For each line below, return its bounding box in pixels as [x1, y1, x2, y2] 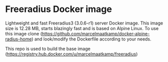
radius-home [5, 36, 32, 42]
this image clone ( [5, 30, 43, 36]
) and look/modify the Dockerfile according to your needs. [32, 36, 151, 42]
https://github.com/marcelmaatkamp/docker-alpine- [42, 30, 150, 36]
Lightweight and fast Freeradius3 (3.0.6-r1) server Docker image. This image [5, 20, 163, 26]
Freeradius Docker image [5, 3, 112, 15]
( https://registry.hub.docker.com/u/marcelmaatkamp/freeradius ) [5, 51, 138, 57]
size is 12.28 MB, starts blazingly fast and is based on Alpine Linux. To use [5, 25, 159, 31]
